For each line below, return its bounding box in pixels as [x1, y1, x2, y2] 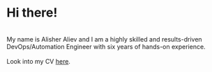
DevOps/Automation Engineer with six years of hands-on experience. [6, 42, 206, 51]
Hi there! [6, 5, 58, 21]
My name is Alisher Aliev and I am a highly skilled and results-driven [6, 35, 203, 43]
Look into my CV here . [6, 57, 71, 65]
